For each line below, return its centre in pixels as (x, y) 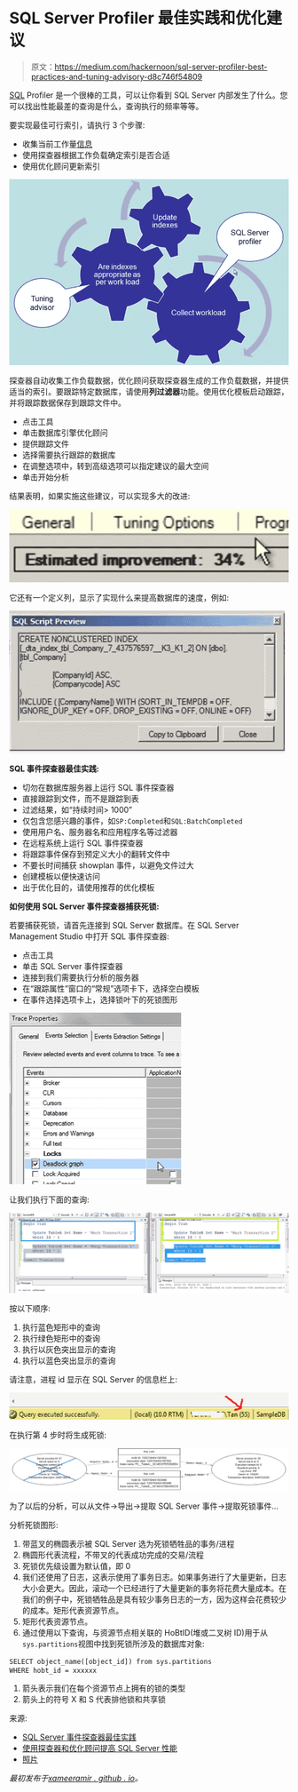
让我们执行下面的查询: (50, 1199)
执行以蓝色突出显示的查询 (69, 1360)
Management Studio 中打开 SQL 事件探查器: (90, 936)
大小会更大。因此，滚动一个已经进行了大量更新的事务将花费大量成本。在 (154, 1588)
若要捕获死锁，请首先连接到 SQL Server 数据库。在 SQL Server (124, 925)
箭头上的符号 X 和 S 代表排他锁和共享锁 (94, 1699)
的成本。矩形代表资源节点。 (73, 1610)
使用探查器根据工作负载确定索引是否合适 (96, 155)
